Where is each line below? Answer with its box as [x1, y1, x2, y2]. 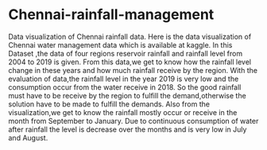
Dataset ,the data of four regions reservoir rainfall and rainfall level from [8, 48, 243, 58]
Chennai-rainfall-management [8, 6, 215, 24]
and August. [8, 133, 48, 142]
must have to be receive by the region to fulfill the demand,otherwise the [8, 90, 246, 100]
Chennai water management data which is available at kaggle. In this [8, 40, 233, 49]
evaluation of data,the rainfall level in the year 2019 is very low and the [8, 74, 239, 83]
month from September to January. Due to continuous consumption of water [8, 116, 259, 125]
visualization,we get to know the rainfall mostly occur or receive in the [8, 107, 238, 117]
